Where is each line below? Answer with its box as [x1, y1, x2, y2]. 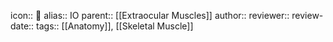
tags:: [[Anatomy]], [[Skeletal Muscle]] [36, 20, 194, 32]
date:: [10, 20, 35, 32]
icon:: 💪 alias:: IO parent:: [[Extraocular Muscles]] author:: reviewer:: [10, 10, 290, 21]
